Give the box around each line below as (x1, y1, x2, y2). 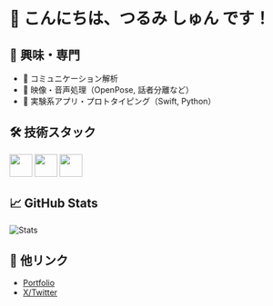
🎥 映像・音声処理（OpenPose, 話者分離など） (22, 84, 194, 95)
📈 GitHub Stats (9, 196, 98, 212)
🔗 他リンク (9, 253, 68, 269)
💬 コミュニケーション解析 (22, 74, 118, 84)
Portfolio (22, 278, 56, 289)
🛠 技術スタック (9, 124, 96, 141)
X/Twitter (22, 287, 57, 298)
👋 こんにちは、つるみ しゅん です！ (9, 8, 271, 29)
